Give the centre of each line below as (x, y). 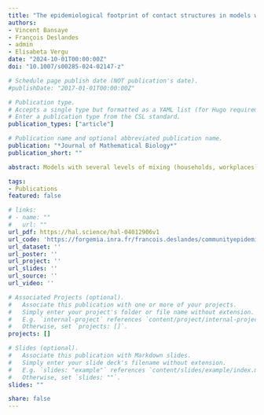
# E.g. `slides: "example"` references (77, 370)
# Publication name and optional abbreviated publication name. (115, 138)
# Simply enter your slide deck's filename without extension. (117, 362)
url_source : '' (33, 276)
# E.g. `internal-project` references (75, 319)
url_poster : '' (33, 254)
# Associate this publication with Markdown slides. (100, 355)
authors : (22, 23)
